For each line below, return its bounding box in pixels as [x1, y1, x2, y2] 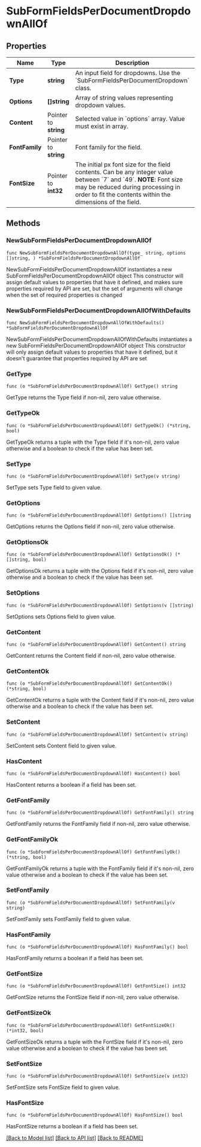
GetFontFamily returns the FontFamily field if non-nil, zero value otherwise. [6, 820, 190, 828]
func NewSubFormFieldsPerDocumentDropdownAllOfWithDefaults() [6, 319, 165, 325]
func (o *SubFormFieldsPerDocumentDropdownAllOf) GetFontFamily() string [6, 810, 194, 816]
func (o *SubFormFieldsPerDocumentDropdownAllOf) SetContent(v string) [6, 731, 188, 737]
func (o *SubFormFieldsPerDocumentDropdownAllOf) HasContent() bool [6, 770, 181, 776]
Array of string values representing [75, 94, 173, 101]
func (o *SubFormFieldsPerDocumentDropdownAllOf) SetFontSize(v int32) [6, 1073, 188, 1079]
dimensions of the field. [75, 198, 142, 206]
